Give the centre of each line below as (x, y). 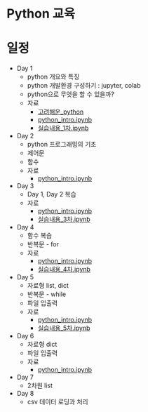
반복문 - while (47, 294)
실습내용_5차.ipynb (64, 328)
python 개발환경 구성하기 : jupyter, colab (84, 86)
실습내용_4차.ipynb (64, 270)
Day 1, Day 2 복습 (52, 194)
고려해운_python (61, 112)
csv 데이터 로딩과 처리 (58, 402)
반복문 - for (43, 244)
